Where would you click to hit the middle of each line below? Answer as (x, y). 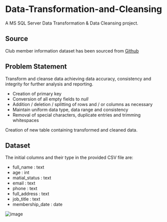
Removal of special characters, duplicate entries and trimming (76, 115)
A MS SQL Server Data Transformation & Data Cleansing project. (72, 23)
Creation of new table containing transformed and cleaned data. (71, 130)
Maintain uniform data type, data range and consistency (70, 109)
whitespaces (26, 120)
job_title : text (26, 199)
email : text (24, 183)
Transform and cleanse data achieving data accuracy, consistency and (78, 78)
